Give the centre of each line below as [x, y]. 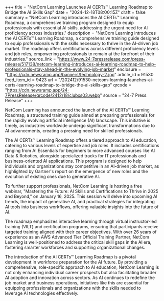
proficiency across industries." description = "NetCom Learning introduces [81, 33]
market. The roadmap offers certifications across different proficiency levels [82, 49]
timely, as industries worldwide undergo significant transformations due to [80, 126]
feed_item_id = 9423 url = [31, 80]
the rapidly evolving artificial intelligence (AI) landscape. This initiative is [78, 120]
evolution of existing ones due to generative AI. [53, 176]
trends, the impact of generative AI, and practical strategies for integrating [80, 202]
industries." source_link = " [32, 59]
